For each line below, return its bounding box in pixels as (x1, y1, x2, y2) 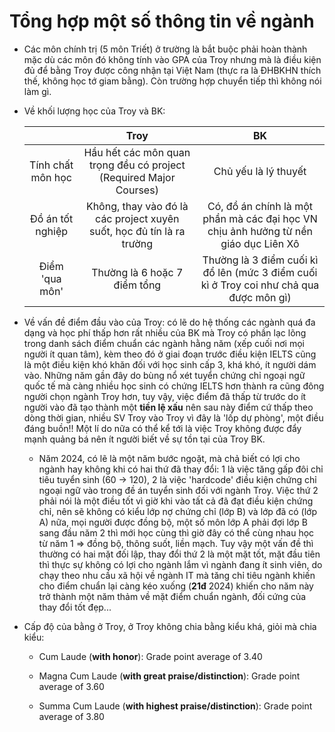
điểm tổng (113, 278, 162, 292)
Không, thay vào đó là (85, 199, 189, 213)
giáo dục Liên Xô (220, 236, 300, 250)
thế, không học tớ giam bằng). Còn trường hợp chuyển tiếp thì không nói (23, 75, 322, 87)
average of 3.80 (38, 710, 105, 722)
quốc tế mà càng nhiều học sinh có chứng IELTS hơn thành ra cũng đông (23, 380, 325, 392)
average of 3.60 (38, 680, 105, 692)
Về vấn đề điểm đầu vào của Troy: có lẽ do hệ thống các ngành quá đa (23, 316, 316, 328)
